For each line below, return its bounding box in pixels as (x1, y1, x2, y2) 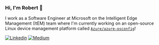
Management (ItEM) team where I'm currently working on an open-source (5, 20, 154, 26)
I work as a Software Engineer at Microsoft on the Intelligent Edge (5, 15, 137, 21)
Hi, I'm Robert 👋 (5, 4, 43, 11)
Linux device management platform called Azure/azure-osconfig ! (5, 26, 136, 31)
